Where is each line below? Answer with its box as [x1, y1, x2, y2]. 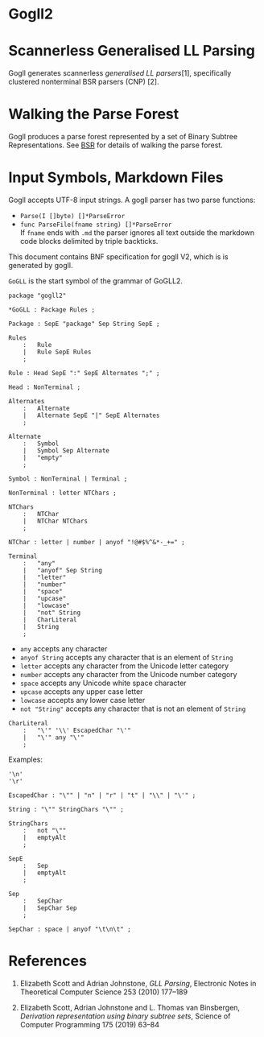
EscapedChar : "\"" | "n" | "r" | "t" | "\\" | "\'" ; [8, 791, 196, 799]
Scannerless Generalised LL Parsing [8, 42, 256, 60]
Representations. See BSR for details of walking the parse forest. [8, 140, 223, 150]
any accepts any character [19, 644, 108, 653]
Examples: [8, 754, 43, 764]
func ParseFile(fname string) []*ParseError [19, 221, 172, 229]
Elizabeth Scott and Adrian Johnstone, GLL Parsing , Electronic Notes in [19, 978, 257, 988]
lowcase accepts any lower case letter [19, 696, 146, 704]
